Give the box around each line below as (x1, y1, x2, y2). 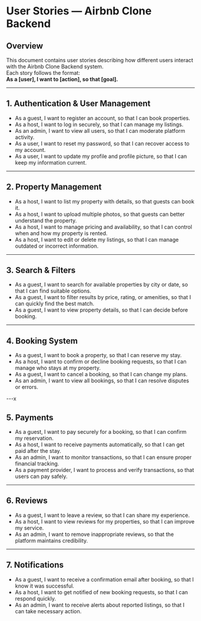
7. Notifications (6, 560, 64, 570)
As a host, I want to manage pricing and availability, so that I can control (14, 223, 193, 230)
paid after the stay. (14, 448, 62, 455)
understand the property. (14, 217, 77, 224)
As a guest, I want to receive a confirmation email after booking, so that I (14, 576, 194, 583)
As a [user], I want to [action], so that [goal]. (6, 76, 118, 83)
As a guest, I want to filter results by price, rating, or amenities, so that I (14, 294, 191, 301)
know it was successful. (14, 582, 75, 589)
